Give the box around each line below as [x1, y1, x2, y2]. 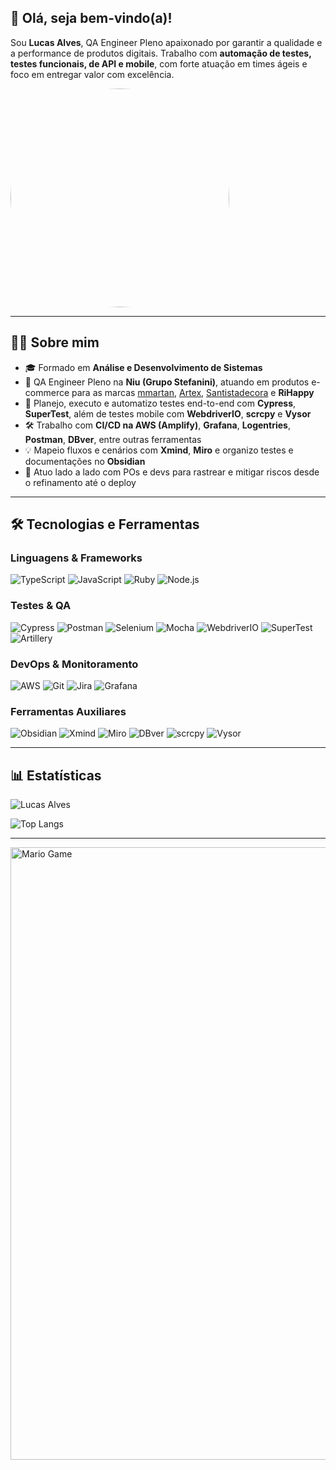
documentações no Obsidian [24, 455, 146, 467]
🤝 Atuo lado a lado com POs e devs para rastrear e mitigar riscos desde [24, 466, 320, 478]
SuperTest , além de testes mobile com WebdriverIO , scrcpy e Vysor [24, 407, 312, 420]
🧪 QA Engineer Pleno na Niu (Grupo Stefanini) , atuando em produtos [24, 376, 310, 388]
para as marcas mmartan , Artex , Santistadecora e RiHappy [71, 386, 315, 398]
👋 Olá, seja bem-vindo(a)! [10, 10, 173, 27]
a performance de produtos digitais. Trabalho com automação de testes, [10, 47, 312, 59]
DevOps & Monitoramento [10, 657, 139, 671]
